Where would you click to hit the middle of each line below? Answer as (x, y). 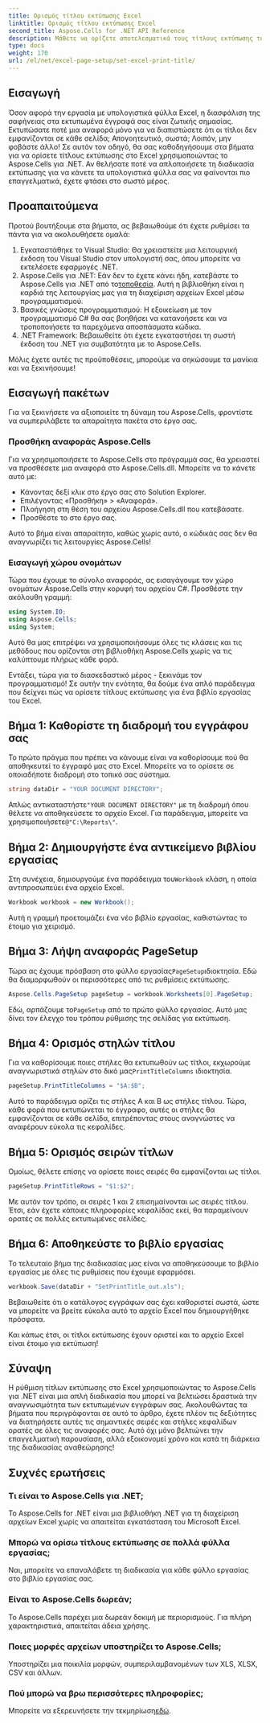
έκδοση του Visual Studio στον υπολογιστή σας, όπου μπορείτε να (130, 258)
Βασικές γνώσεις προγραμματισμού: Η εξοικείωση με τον (116, 310)
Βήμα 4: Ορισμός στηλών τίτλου (92, 1043)
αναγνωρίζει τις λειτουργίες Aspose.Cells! (80, 542)
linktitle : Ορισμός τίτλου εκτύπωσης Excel (82, 23)
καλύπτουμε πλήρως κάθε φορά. (63, 659)
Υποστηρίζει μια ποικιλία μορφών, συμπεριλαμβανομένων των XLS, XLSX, (133, 1664)
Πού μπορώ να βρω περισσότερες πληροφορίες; (106, 1693)
